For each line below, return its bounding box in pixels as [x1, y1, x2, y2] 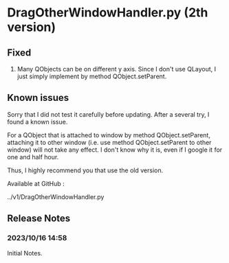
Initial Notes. [7, 249, 43, 257]
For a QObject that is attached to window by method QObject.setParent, [7, 130, 211, 139]
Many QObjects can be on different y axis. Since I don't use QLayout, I [17, 65, 217, 73]
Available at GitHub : [7, 179, 65, 187]
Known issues [7, 92, 69, 104]
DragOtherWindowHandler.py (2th [7, 5, 208, 21]
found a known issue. [7, 117, 68, 126]
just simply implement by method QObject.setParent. [17, 72, 167, 80]
